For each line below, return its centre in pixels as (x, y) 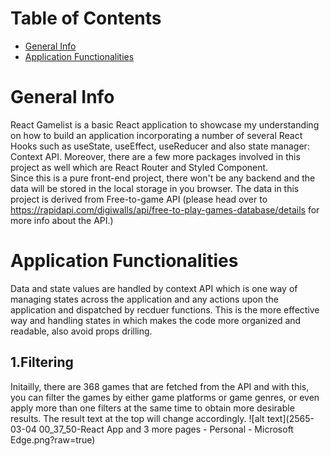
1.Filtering (42, 362)
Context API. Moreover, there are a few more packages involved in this (155, 156)
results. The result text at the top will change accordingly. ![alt (137, 418)
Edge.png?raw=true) (53, 439)
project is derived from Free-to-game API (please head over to (139, 199)
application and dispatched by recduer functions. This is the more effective (165, 309)
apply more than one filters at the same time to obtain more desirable (152, 408)
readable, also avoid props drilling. (81, 331)
